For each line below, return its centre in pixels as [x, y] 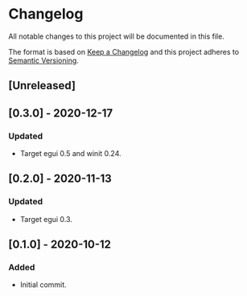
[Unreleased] [42, 86]
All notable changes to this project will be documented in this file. [117, 36]
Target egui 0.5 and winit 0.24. [70, 154]
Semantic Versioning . [43, 60]
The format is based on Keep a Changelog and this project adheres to [124, 51]
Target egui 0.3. [46, 219]
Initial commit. [43, 285]
